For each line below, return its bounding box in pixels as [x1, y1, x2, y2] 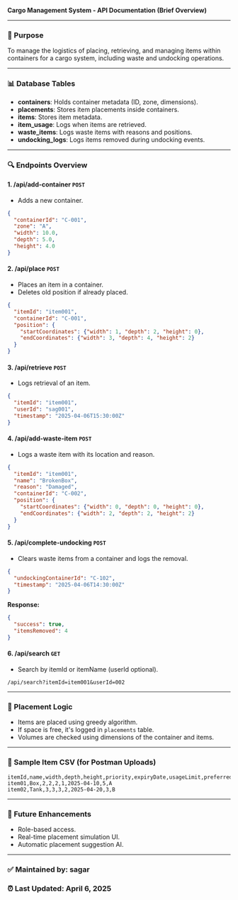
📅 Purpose [7, 30, 44, 40]
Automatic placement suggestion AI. [17, 840, 124, 848]
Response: [7, 601, 40, 609]
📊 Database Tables [7, 79, 76, 89]
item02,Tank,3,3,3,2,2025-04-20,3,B [7, 786, 115, 793]
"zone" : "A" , [13, 223, 52, 230]
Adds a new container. [17, 196, 84, 204]
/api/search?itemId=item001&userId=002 [7, 679, 125, 686]
